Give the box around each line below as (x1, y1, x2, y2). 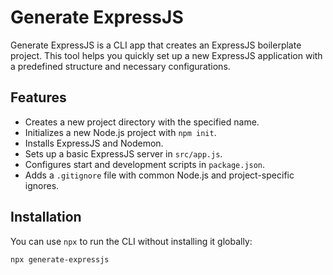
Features (10, 89, 67, 106)
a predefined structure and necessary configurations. (10, 60, 231, 72)
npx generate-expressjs (10, 254, 110, 265)
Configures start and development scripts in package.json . (24, 158, 266, 170)
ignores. (24, 179, 60, 191)
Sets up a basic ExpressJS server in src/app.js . (24, 147, 223, 160)
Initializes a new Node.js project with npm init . (24, 126, 217, 138)
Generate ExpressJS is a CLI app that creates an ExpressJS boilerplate (10, 39, 302, 51)
